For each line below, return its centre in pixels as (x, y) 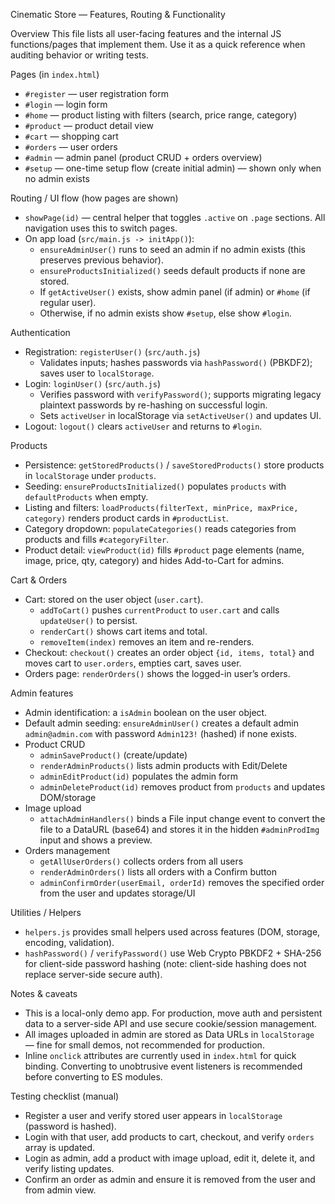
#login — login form (66, 104)
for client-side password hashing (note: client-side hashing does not (165, 963)
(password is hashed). (70, 1126)
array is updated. (60, 1147)
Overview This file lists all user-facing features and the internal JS (146, 33)
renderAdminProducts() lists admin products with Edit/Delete (163, 765)
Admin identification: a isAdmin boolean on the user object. (146, 712)
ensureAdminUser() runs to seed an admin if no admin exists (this (172, 249)
